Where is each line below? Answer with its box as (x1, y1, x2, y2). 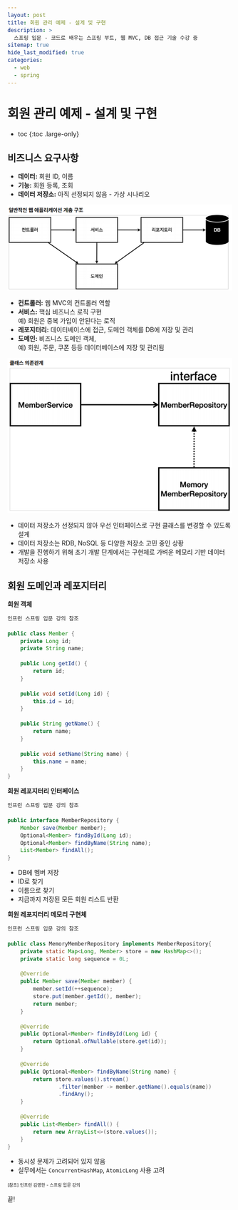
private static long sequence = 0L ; (20, 955, 130, 963)
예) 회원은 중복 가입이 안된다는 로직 (17, 317, 115, 325)
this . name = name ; (33, 758, 88, 765)
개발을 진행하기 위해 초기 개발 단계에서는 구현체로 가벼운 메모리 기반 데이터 (17, 548, 226, 556)
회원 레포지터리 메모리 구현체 (7, 910, 87, 919)
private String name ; (20, 645, 84, 652)
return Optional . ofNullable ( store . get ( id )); (33, 1038, 167, 1045)
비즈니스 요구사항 (7, 152, 79, 164)
